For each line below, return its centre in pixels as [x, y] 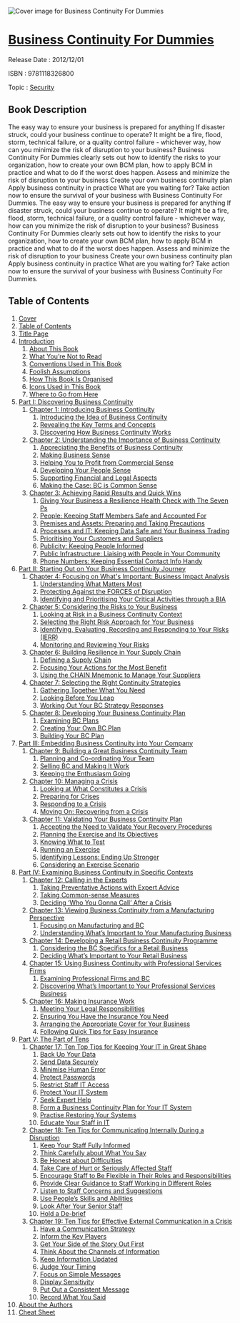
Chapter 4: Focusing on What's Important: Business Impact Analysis [129, 576]
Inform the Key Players [73, 1236]
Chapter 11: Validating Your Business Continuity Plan [106, 819]
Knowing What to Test [72, 842]
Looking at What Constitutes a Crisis [93, 788]
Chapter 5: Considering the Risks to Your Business [103, 606]
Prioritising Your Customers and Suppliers [101, 538]
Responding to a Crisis [73, 804]
